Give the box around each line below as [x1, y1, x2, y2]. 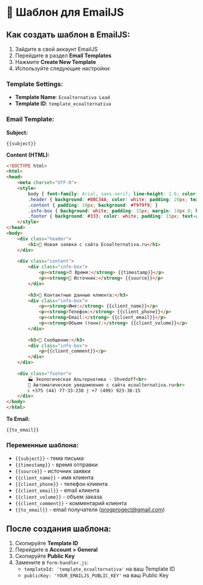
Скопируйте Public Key [14, 552, 75, 560]
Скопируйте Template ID [14, 540, 79, 547]
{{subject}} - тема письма [14, 454, 84, 462]
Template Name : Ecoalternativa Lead [14, 94, 111, 101]
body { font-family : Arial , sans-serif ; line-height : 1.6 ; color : [28, 190, 199, 197]
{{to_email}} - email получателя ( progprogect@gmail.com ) [14, 506, 165, 513]
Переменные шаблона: [6, 441, 79, 450]
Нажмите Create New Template [14, 59, 97, 65]
